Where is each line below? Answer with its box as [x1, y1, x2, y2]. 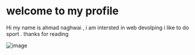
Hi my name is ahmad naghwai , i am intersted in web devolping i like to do [6, 24, 190, 31]
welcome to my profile [6, 4, 119, 18]
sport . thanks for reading [6, 30, 69, 37]
